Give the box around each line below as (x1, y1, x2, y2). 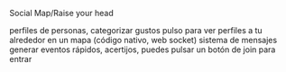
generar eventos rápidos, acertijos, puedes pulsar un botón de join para (9, 44, 276, 55)
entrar (9, 54, 32, 64)
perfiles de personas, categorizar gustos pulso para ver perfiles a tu (9, 25, 263, 35)
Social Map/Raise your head (9, 8, 115, 18)
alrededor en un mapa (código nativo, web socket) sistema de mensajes (9, 35, 278, 45)
